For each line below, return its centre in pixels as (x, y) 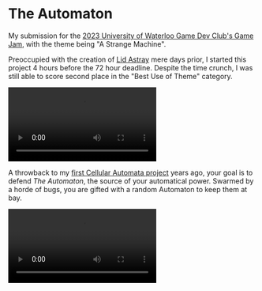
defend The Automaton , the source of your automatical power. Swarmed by (131, 181)
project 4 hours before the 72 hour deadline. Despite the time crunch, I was (131, 67)
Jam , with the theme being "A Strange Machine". (87, 43)
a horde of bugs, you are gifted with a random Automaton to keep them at (128, 189)
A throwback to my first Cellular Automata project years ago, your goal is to (131, 172)
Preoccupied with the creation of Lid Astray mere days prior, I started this (127, 59)
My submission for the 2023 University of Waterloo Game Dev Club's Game (131, 36)
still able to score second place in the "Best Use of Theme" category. (120, 76)
